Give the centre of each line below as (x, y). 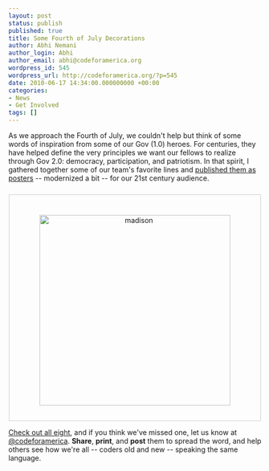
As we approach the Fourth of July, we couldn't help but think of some (125, 136)
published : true (35, 30)
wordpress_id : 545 (39, 68)
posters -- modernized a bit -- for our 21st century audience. (109, 178)
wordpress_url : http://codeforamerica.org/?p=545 (93, 75)
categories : (28, 90)
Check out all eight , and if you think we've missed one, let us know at (123, 432)
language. (25, 458)
